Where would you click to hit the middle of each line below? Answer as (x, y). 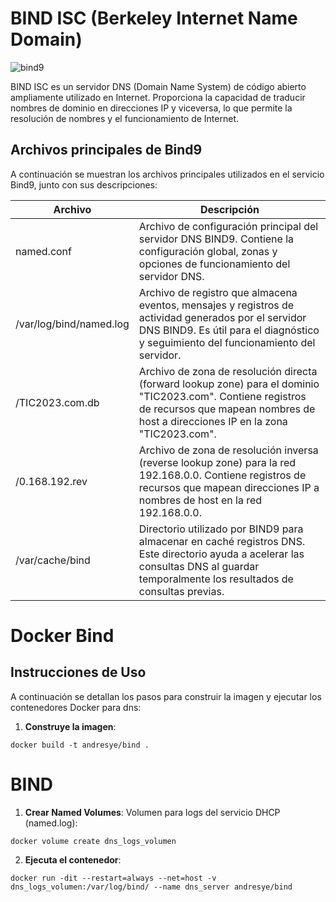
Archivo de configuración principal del (228, 226)
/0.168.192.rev (51, 481)
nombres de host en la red (200, 500)
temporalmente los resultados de (216, 579)
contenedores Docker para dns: (76, 707)
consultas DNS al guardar (199, 566)
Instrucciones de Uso (78, 672)
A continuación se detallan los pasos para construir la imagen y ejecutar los (166, 696)
